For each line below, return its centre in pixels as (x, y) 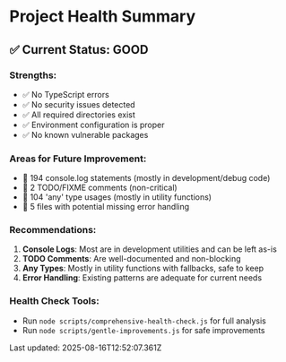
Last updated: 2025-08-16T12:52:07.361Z (86, 348)
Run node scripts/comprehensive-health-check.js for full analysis (144, 321)
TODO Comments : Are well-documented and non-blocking (131, 259)
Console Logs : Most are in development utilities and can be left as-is (150, 249)
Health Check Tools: (55, 301)
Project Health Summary (102, 17)
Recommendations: (53, 230)
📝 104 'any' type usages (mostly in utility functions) (117, 197)
